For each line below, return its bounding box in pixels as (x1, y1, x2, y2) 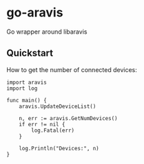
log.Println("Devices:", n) (19, 145, 99, 152)
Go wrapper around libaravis (6, 27, 88, 36)
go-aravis (6, 5, 63, 21)
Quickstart (6, 47, 54, 59)
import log (6, 84, 38, 92)
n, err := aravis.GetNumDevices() (19, 115, 118, 121)
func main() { (6, 97, 48, 104)
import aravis (6, 79, 48, 86)
